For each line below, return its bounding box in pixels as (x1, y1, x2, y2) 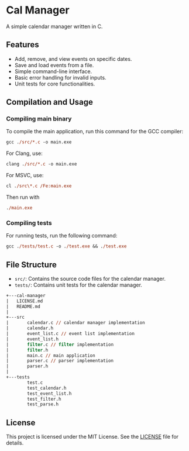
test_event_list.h (27, 390, 72, 397)
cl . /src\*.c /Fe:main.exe (6, 183, 72, 189)
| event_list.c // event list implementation (6, 331, 135, 337)
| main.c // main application (6, 352, 95, 359)
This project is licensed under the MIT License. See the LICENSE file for (6, 433, 179, 440)
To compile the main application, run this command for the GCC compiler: (6, 128, 183, 135)
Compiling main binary (6, 115, 72, 123)
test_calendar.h (27, 385, 67, 391)
